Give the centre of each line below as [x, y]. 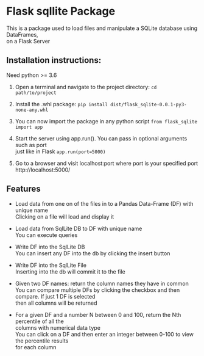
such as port [31, 145]
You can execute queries [46, 235]
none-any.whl [32, 110]
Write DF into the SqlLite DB [50, 247]
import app [29, 127]
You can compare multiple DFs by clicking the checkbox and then [97, 290]
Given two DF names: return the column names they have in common [102, 283]
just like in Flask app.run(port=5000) [60, 151]
